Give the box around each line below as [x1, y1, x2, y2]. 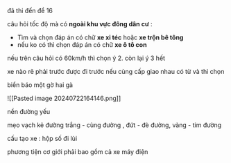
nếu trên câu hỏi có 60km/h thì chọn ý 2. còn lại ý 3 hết [7, 54, 165, 62]
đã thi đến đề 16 [7, 7, 53, 15]
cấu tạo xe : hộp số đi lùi [7, 135, 78, 142]
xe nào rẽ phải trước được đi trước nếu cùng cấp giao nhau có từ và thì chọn [7, 68, 225, 75]
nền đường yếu [7, 108, 51, 115]
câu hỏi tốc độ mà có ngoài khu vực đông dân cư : [7, 20, 153, 28]
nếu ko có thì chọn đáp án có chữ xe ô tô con [17, 41, 147, 48]
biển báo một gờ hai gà [7, 81, 74, 89]
